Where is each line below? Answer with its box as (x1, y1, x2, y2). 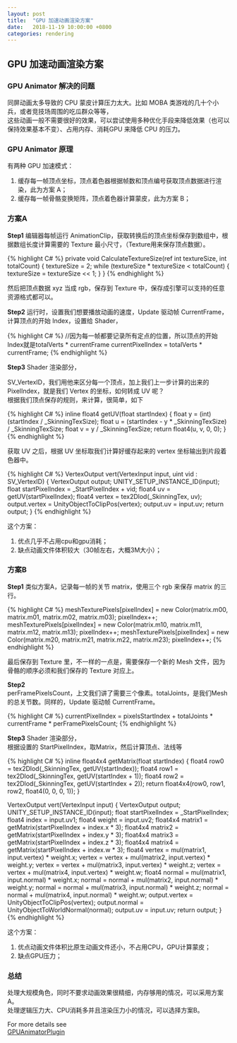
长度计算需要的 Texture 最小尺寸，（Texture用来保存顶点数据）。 (25, 240, 209, 248)
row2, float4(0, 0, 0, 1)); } (7, 786, 80, 795)
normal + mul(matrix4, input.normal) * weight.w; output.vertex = (7, 890, 194, 899)
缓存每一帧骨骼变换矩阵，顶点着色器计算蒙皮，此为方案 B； (17, 194, 190, 203)
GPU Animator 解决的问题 (7, 81, 95, 90)
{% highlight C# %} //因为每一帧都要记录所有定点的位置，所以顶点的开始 (7, 331, 219, 340)
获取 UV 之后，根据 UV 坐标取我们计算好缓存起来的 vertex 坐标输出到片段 (7, 447, 221, 455)
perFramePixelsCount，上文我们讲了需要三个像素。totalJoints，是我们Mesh (7, 688, 228, 697)
